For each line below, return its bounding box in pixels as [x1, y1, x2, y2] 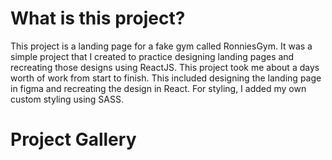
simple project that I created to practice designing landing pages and [10, 50, 295, 62]
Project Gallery [10, 128, 137, 151]
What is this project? [10, 7, 186, 30]
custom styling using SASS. [10, 93, 124, 105]
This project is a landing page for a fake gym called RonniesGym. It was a [10, 40, 313, 52]
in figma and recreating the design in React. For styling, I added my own [10, 82, 307, 94]
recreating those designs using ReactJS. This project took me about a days [10, 61, 320, 73]
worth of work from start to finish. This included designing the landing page [10, 72, 322, 84]
